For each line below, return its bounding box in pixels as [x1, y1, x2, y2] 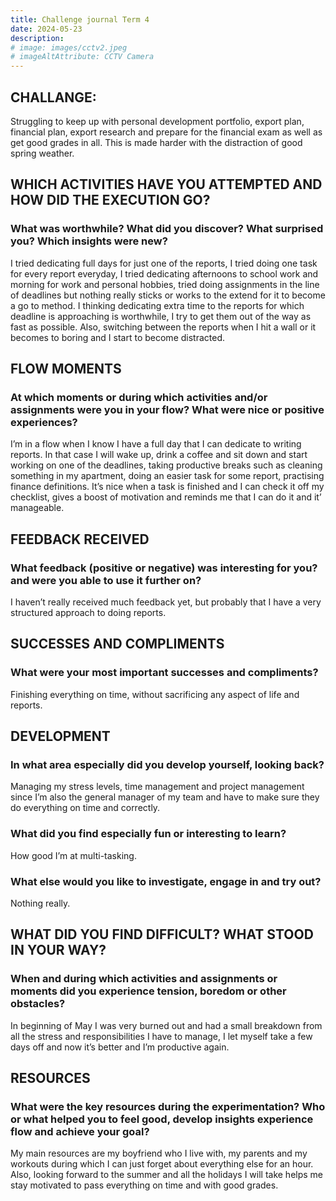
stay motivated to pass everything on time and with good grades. [10, 1179, 279, 1191]
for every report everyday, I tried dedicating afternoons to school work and [10, 267, 319, 280]
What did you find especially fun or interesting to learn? [10, 827, 287, 841]
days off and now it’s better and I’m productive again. [10, 1041, 230, 1053]
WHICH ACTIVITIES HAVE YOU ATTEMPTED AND [10, 176, 323, 193]
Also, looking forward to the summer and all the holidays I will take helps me [10, 1169, 324, 1181]
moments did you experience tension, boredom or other [10, 984, 287, 998]
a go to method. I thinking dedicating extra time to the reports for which [10, 299, 305, 311]
